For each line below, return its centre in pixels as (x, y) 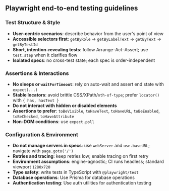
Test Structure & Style (33, 23)
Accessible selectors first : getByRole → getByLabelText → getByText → (87, 39)
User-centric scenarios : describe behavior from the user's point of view (88, 33)
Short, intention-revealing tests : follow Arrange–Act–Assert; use (80, 49)
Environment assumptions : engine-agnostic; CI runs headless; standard (88, 162)
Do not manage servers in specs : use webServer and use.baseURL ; (81, 146)
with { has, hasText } (36, 100)
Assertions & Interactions (37, 73)
